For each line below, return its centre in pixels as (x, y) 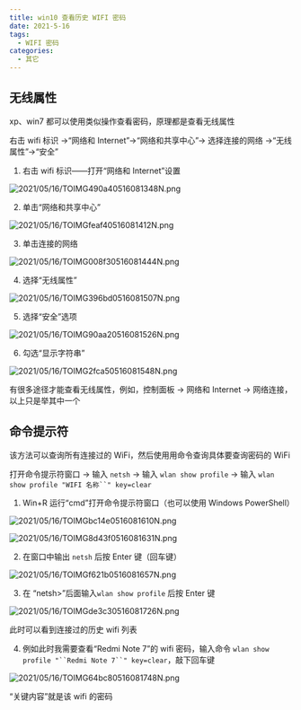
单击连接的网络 (50, 243)
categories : (31, 51)
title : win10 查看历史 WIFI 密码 (68, 18)
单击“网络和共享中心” (62, 206)
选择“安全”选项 (50, 316)
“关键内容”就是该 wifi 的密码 (61, 696)
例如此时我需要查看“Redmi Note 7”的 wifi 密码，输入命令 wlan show (146, 648)
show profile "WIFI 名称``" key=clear (80, 485)
